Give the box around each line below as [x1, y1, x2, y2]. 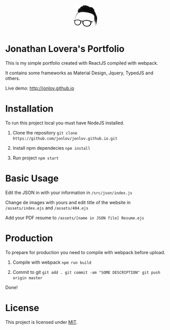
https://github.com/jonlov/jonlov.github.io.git [12, 136, 118, 141]
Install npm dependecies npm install [12, 145, 90, 151]
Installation [5, 103, 54, 115]
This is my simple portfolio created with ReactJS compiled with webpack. [5, 60, 158, 66]
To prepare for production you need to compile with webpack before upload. [5, 249, 165, 255]
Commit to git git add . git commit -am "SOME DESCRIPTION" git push [12, 269, 161, 275]
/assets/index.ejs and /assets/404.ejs [5, 205, 89, 211]
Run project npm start [12, 155, 59, 161]
